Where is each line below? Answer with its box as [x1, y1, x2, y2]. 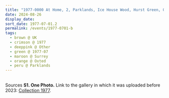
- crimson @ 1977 [10, 40, 46, 45]
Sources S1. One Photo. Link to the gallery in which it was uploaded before [5, 82, 160, 88]
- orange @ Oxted [10, 58, 46, 63]
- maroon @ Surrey [10, 53, 49, 59]
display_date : [5, 16, 35, 21]
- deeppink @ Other [10, 44, 51, 49]
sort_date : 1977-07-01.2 [5, 21, 57, 26]
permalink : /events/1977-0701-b [5, 26, 73, 31]
